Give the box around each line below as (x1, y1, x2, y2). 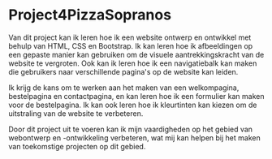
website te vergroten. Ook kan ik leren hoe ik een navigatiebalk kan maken (8, 58, 257, 68)
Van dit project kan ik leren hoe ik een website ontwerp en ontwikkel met (8, 32, 252, 42)
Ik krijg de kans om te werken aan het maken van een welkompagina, (8, 83, 240, 92)
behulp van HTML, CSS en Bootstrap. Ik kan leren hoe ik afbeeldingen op (8, 41, 253, 50)
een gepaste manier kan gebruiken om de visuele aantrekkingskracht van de (8, 49, 265, 59)
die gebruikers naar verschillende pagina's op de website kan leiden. (8, 67, 239, 76)
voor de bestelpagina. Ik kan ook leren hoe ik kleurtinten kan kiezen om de (8, 100, 257, 110)
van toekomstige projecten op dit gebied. (8, 141, 146, 151)
